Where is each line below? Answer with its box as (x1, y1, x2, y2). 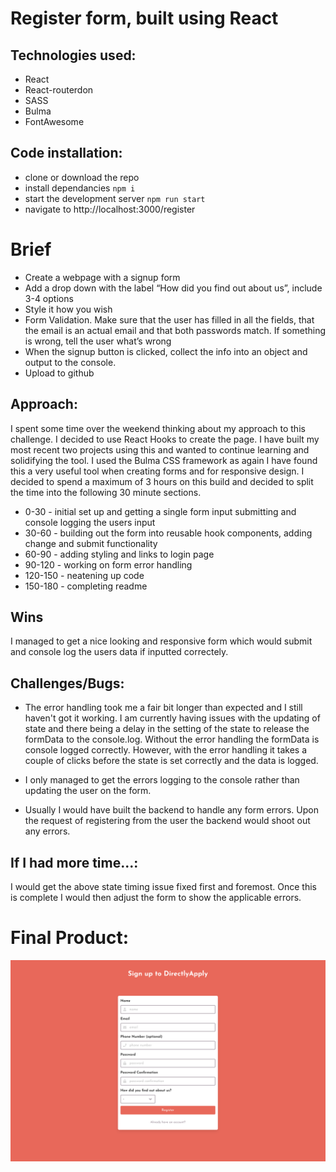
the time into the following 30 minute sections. (10, 486, 202, 498)
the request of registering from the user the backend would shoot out (24, 815, 311, 827)
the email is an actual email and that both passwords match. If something (24, 324, 327, 336)
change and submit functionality (24, 537, 158, 549)
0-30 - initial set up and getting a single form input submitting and (24, 505, 297, 517)
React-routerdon (24, 84, 94, 96)
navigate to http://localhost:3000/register (24, 203, 196, 215)
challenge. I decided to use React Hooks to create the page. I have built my (10, 433, 320, 445)
